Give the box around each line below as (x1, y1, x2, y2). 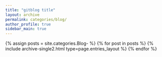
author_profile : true (5, 21, 51, 27)
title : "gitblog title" (5, 7, 56, 13)
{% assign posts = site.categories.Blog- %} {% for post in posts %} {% (5, 40, 154, 46)
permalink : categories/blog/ (5, 17, 67, 22)
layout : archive (5, 12, 40, 17)
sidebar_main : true (5, 26, 47, 32)
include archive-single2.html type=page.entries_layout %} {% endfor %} (5, 46, 157, 52)
